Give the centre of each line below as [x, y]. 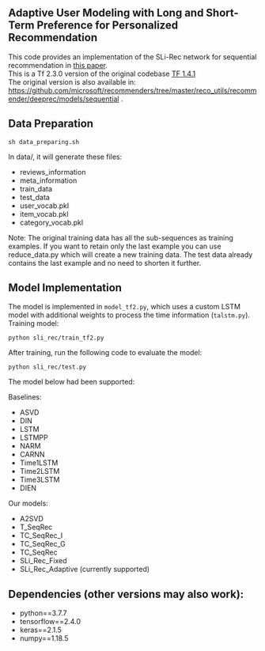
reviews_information [53, 172]
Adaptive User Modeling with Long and [106, 13]
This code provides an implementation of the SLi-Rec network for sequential [132, 57]
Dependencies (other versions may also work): [126, 594]
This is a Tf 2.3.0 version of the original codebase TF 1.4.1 [102, 74]
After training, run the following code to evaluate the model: [105, 353]
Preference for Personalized [108, 26]
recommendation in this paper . [58, 65]
